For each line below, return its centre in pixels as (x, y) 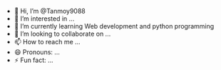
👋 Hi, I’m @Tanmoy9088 (50, 11)
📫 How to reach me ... (47, 42)
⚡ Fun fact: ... (34, 60)
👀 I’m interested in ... (44, 19)
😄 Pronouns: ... (37, 52)
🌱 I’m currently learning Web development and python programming (114, 26)
